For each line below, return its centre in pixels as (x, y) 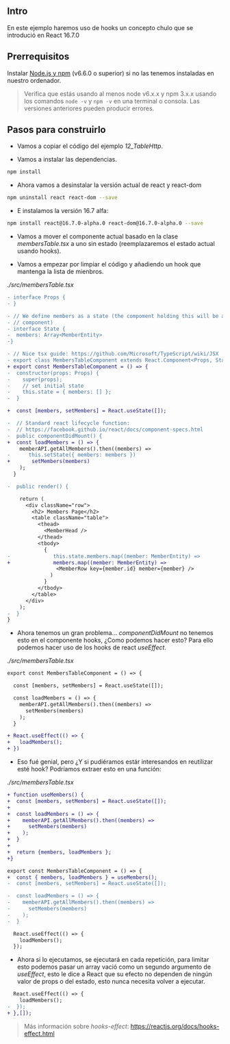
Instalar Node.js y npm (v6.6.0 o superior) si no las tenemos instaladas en (111, 73)
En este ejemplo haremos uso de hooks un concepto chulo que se (100, 27)
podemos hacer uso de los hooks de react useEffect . (91, 647)
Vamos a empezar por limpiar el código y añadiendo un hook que (109, 264)
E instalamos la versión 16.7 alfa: (63, 211)
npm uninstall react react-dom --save (62, 198)
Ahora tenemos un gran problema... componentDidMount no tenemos (115, 633)
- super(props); (35, 380)
